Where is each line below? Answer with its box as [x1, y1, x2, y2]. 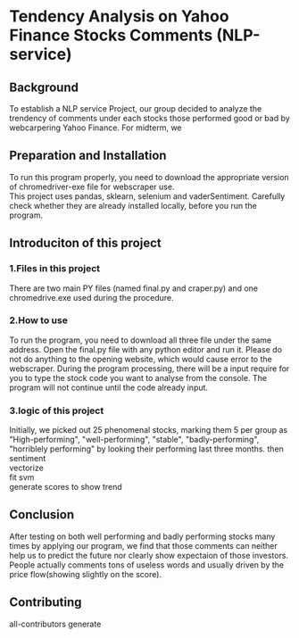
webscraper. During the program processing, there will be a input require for [9, 363, 290, 374]
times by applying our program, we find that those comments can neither [9, 540, 278, 551]
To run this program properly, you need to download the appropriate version [9, 171, 289, 182]
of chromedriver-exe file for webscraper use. [9, 181, 175, 192]
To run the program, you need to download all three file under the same [9, 335, 272, 345]
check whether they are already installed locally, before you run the [9, 200, 257, 211]
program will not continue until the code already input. [9, 382, 208, 393]
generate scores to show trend [9, 482, 122, 493]
